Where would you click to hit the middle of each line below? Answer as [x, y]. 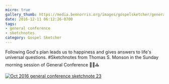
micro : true [18, 10]
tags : [11, 24]
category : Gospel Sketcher [33, 38]
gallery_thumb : [21, 14]
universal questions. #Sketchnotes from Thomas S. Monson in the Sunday [82, 57]
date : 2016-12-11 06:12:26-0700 [39, 19]
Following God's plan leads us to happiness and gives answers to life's [78, 52]
